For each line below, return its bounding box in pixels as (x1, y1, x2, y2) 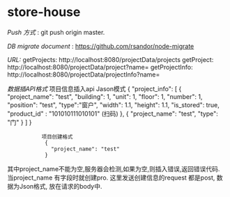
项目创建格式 (41, 133, 73, 140)
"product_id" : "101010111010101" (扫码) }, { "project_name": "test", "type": (7, 109, 218, 118)
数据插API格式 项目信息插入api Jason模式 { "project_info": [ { (7, 84, 182, 93)
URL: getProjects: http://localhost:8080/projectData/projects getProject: (7, 55, 214, 63)
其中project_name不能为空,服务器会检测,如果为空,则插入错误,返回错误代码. (7, 164, 220, 173)
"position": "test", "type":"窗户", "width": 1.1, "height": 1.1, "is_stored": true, (7, 100, 220, 109)
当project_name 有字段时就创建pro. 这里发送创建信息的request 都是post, (7, 173, 215, 182)
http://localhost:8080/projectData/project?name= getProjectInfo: (7, 63, 193, 71)
